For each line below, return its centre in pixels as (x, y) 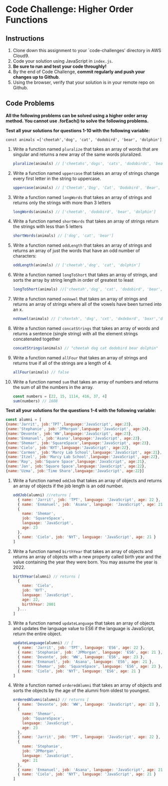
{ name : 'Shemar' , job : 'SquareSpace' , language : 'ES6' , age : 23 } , (90, 666)
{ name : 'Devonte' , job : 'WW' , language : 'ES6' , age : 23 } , (81, 657)
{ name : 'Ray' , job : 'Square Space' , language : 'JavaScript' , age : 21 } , (76, 462)
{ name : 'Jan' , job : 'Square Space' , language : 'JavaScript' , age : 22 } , (76, 466)
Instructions (25, 38)
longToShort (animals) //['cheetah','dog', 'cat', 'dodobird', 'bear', (88, 289)
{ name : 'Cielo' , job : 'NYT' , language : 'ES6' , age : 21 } (79, 671)
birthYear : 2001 (39, 604)
